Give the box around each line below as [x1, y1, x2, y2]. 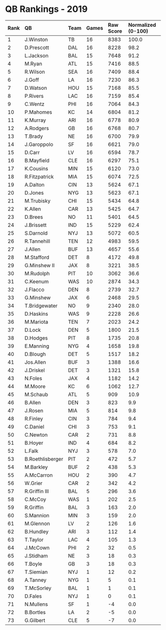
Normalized [128, 21, 157, 28]
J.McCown [24, 544, 50, 551]
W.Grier [24, 480, 43, 487]
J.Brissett [24, 221, 47, 228]
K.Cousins [24, 165, 48, 172]
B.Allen [24, 399, 41, 406]
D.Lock [24, 326, 41, 333]
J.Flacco [24, 286, 44, 293]
